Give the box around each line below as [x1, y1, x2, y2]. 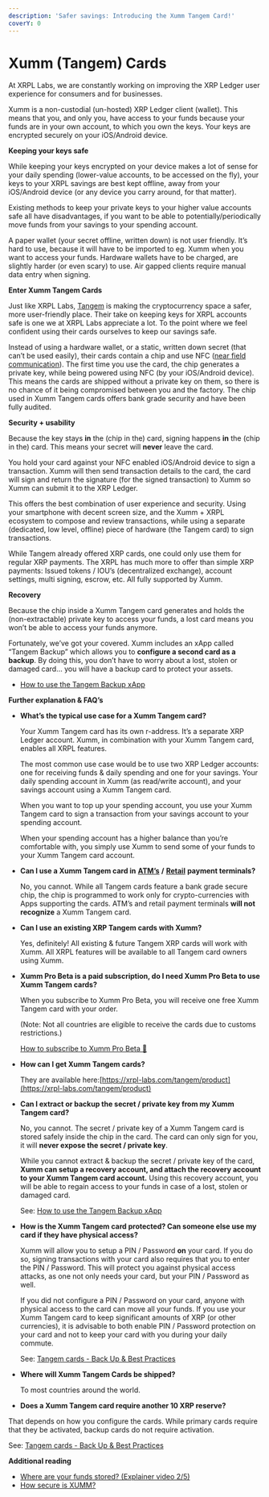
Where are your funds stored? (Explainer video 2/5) [19, 1472, 190, 1482]
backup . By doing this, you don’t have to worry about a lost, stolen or [8, 656, 238, 666]
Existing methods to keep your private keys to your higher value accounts [8, 203, 251, 213]
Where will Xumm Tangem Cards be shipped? [19, 1370, 176, 1379]
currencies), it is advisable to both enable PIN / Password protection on [19, 1321, 256, 1331]
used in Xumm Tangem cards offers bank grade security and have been [8, 394, 247, 404]
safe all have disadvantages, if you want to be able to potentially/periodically [8, 211, 261, 222]
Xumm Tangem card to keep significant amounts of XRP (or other [19, 1312, 237, 1322]
